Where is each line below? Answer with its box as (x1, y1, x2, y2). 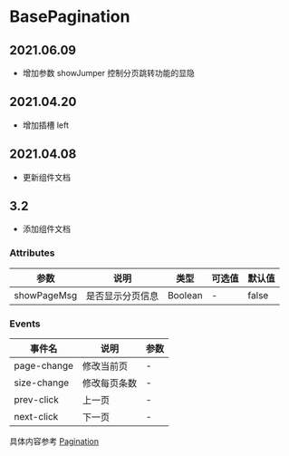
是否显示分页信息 (85, 289, 159, 302)
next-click (14, 411, 59, 423)
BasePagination (9, 6, 130, 27)
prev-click (14, 393, 59, 406)
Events (9, 317, 41, 330)
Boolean (167, 288, 203, 301)
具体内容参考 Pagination (9, 436, 100, 447)
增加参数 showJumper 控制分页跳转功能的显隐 (22, 68, 195, 78)
